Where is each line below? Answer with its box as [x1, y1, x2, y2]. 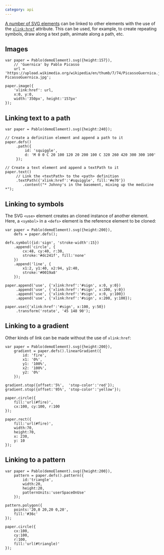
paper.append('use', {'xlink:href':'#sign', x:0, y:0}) [5, 283, 121, 288]
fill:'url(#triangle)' [14, 541, 60, 546]
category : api [5, 7, 34, 12]
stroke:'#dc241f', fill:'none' [22, 253, 86, 258]
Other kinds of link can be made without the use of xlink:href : [5, 335, 131, 341]
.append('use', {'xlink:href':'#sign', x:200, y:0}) [16, 288, 125, 292]
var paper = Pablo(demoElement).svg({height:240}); [5, 127, 112, 132]
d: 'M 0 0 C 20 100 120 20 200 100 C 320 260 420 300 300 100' [24, 152, 156, 158]
